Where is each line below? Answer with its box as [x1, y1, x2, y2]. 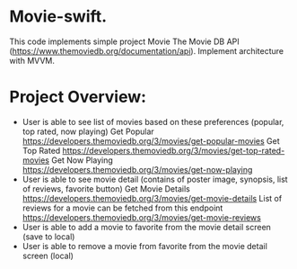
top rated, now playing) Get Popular [22, 126, 154, 137]
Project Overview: [9, 87, 146, 107]
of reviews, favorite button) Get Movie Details [22, 183, 190, 194]
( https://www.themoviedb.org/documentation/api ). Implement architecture [9, 45, 284, 56]
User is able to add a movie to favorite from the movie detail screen [22, 221, 272, 232]
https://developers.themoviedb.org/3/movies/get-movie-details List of [22, 193, 283, 203]
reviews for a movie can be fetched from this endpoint [22, 202, 223, 213]
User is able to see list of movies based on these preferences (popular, [22, 116, 284, 127]
